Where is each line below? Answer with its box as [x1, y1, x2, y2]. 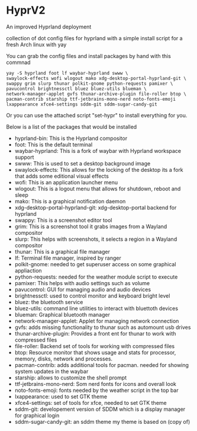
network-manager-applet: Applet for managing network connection [14, 317, 179, 324]
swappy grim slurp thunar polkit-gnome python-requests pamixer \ [6, 81, 173, 87]
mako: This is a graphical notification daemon [14, 197, 126, 205]
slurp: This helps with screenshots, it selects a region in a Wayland [14, 235, 177, 242]
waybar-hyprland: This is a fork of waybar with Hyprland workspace [14, 147, 182, 154]
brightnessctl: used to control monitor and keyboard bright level [14, 292, 170, 299]
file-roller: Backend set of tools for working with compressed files [14, 342, 175, 350]
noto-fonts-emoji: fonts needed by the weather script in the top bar [14, 387, 179, 394]
